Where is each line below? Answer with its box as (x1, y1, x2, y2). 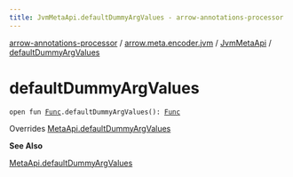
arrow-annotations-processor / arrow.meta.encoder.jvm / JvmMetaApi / (9, 37, 273, 48)
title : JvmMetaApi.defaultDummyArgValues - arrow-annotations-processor (9, 12, 284, 22)
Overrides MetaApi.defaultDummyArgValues (9, 123, 171, 133)
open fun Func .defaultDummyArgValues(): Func (9, 108, 180, 117)
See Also (9, 140, 43, 151)
